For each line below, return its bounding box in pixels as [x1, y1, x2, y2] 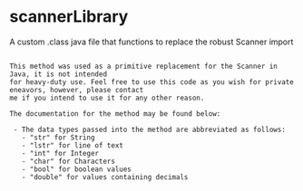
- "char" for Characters [21, 157, 116, 166]
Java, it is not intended [9, 70, 107, 79]
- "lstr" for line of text [21, 140, 124, 150]
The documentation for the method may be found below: [9, 109, 221, 119]
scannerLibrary [9, 6, 129, 27]
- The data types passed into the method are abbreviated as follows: [13, 125, 286, 134]
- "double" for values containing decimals [21, 172, 189, 182]
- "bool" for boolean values [21, 165, 132, 174]
